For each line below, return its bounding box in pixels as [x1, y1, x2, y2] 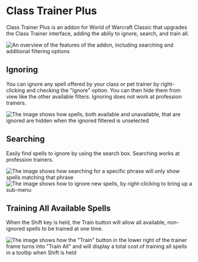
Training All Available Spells [6, 203, 111, 213]
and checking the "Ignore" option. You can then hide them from [26, 87, 181, 94]
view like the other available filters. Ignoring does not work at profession [6, 93, 182, 100]
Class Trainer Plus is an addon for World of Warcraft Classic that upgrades [6, 24, 187, 31]
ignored [6, 225, 25, 232]
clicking [6, 87, 25, 94]
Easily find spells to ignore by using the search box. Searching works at [6, 149, 180, 157]
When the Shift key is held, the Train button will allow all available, [6, 219, 167, 226]
